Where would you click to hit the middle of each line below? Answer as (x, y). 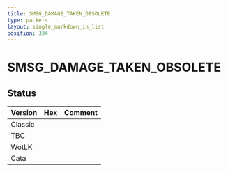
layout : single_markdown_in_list (56, 26)
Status (22, 93)
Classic (23, 125)
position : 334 (28, 33)
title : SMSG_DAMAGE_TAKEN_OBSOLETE (59, 14)
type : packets (28, 20)
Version (24, 113)
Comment (81, 113)
